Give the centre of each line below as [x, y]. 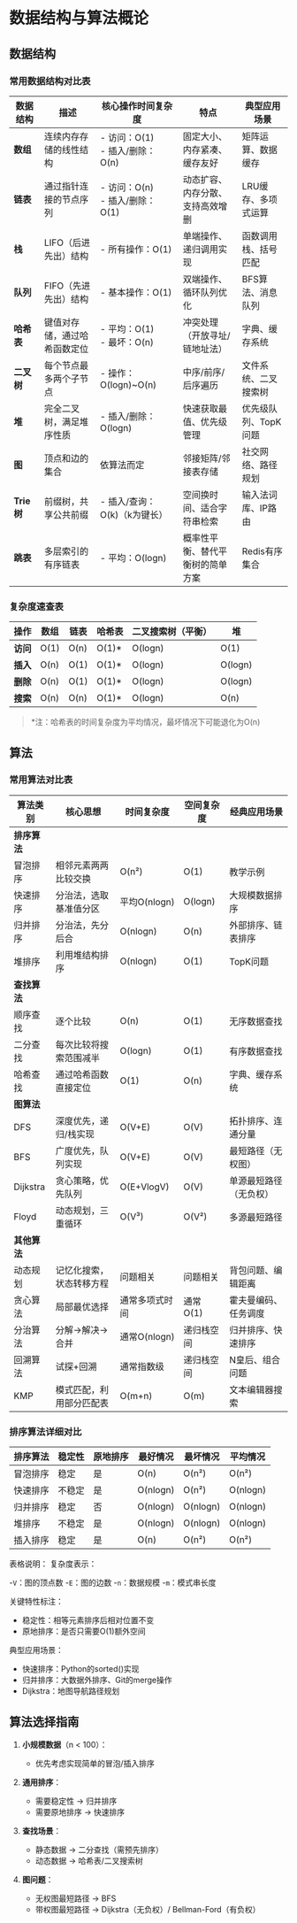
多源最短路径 [256, 1217]
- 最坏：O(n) [127, 342]
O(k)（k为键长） [134, 514]
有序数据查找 [256, 1051]
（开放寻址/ [206, 335]
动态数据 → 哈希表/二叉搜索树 [89, 1860]
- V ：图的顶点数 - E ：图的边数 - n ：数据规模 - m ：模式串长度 [113, 1583]
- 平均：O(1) [127, 328]
